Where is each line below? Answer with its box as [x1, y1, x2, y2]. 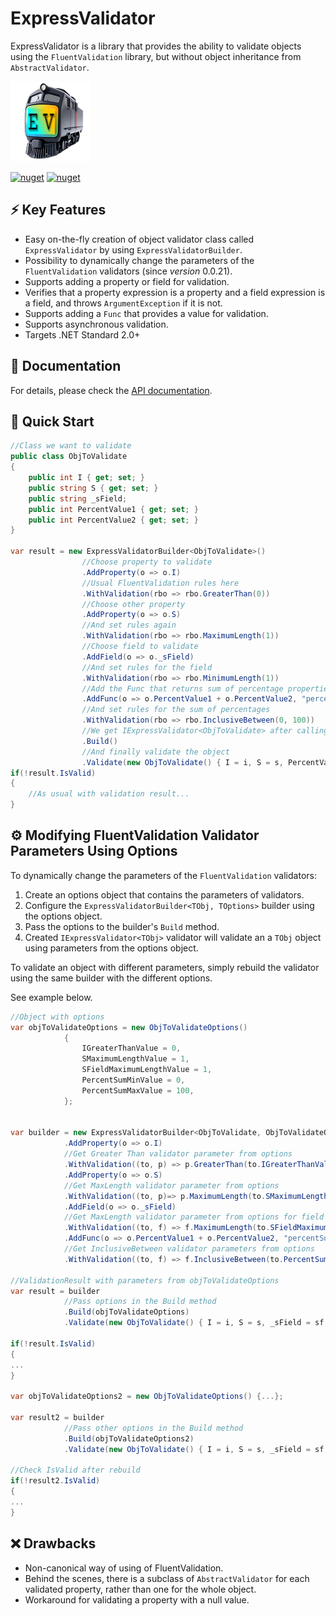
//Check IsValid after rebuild [10, 1465, 141, 1476]
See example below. [10, 991, 93, 1003]
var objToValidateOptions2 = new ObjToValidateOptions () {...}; [10, 1392, 284, 1402]
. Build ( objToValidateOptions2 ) [63, 1433, 195, 1444]
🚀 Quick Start [10, 413, 95, 430]
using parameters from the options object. [24, 942, 199, 954]
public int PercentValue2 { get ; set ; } [28, 515, 199, 525]
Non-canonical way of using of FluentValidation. [24, 1562, 224, 1574]
